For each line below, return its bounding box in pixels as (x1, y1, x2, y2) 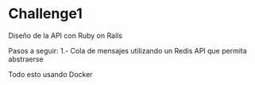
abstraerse (8, 54, 44, 64)
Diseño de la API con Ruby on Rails (8, 31, 123, 40)
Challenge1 (8, 5, 83, 23)
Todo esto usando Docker (8, 69, 93, 79)
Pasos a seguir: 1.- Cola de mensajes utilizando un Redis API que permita (8, 46, 248, 55)
